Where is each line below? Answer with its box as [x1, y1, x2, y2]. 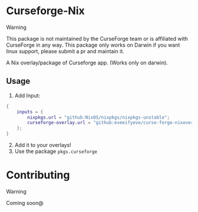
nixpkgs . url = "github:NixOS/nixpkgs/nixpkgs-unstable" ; [27, 114, 170, 120]
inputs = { [16, 109, 44, 115]
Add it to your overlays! [14, 142, 72, 148]
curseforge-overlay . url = [27, 120, 91, 126]
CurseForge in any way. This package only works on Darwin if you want [6, 41, 180, 48]
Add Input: [14, 92, 41, 99]
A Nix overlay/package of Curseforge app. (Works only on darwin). [6, 59, 168, 66]
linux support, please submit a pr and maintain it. [6, 47, 125, 54]
